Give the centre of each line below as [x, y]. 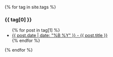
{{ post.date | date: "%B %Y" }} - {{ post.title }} [60, 36]
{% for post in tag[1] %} [36, 30]
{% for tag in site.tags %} [30, 7]
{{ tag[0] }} [18, 19]
